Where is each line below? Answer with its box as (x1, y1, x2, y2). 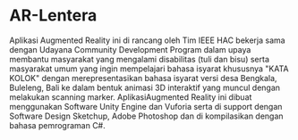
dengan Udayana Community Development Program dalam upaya (9, 44, 251, 54)
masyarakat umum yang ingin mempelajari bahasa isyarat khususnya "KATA (9, 63, 289, 74)
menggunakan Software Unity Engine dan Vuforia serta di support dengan (9, 101, 283, 111)
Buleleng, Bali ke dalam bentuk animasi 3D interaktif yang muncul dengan (9, 82, 280, 93)
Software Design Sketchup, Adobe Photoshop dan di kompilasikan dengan (9, 111, 284, 121)
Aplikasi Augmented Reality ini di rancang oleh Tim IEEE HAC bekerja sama (9, 35, 285, 45)
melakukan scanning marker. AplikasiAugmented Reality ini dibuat (9, 91, 252, 103)
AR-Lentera (9, 5, 98, 26)
